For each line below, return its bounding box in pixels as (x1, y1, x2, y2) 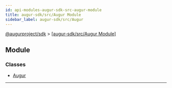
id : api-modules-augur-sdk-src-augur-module (5, 7, 102, 13)
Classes (5, 61, 26, 68)
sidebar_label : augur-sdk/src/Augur (5, 17, 83, 22)
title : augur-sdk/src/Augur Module (5, 12, 81, 17)
